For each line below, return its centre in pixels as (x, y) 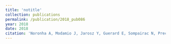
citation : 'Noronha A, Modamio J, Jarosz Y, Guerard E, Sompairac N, (81, 33)
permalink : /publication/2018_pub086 (45, 19)
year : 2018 (17, 24)
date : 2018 (17, 29)
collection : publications (33, 15)
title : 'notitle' (24, 10)
